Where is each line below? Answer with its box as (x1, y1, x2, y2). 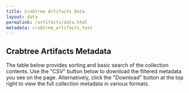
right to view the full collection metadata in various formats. (6, 80, 150, 87)
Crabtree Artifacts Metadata (6, 46, 112, 56)
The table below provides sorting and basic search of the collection (6, 62, 169, 69)
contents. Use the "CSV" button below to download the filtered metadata (6, 68, 182, 75)
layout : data (6, 14, 38, 20)
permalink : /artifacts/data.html (6, 19, 88, 25)
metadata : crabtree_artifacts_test (6, 24, 93, 31)
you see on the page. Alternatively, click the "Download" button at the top (6, 74, 184, 81)
